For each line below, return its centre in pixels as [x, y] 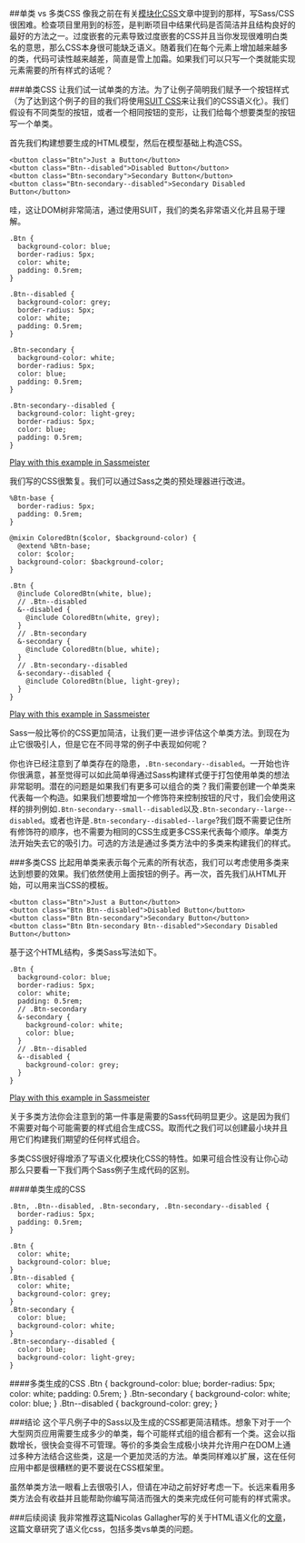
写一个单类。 [33, 124]
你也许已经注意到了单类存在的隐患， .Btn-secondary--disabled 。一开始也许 [150, 763]
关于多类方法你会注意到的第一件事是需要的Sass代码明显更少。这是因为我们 [150, 1116]
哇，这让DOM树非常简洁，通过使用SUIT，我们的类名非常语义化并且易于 [143, 210]
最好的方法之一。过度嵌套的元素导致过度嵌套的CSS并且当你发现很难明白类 [149, 36]
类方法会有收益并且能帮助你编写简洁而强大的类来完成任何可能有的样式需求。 [152, 1498]
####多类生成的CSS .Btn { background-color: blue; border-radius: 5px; [143, 1383]
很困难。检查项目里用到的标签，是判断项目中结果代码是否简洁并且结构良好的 [152, 25]
